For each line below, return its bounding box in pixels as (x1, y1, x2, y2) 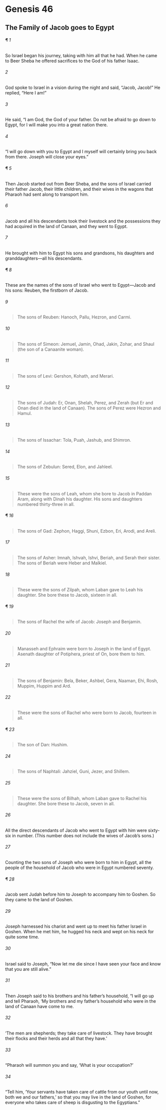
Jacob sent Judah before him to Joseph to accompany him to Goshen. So (5, 891, 156, 897)
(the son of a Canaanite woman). (17, 346, 84, 352)
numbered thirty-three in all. (17, 501, 75, 507)
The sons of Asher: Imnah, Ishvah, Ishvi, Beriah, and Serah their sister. (17, 555, 161, 561)
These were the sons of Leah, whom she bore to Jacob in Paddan (17, 490, 152, 496)
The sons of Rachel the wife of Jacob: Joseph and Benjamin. (17, 619, 142, 625)
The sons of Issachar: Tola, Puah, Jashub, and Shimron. (17, 437, 131, 443)
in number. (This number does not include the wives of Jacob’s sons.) (12, 832, 155, 838)
